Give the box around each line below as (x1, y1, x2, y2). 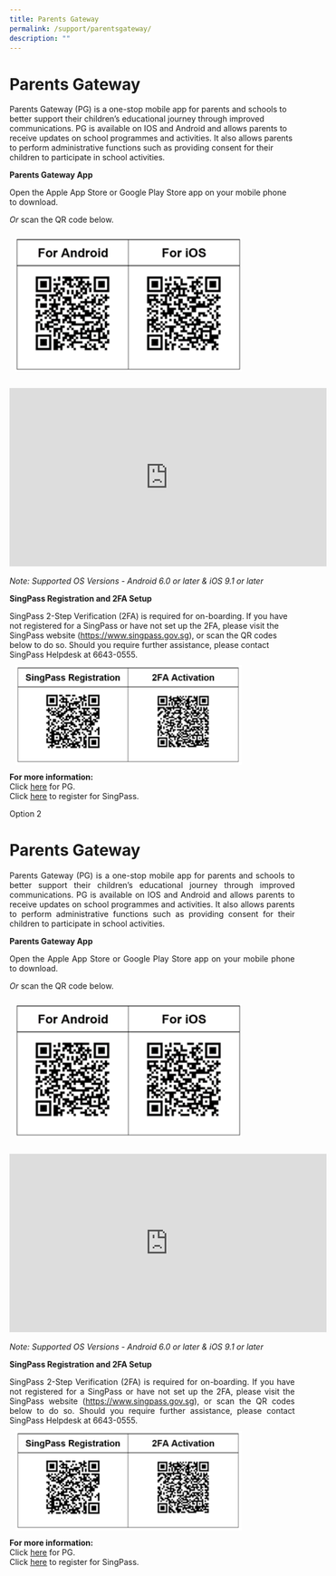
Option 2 (9, 807, 43, 819)
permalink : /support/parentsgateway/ (9, 24, 152, 34)
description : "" (9, 34, 71, 43)
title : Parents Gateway (9, 15, 100, 24)
